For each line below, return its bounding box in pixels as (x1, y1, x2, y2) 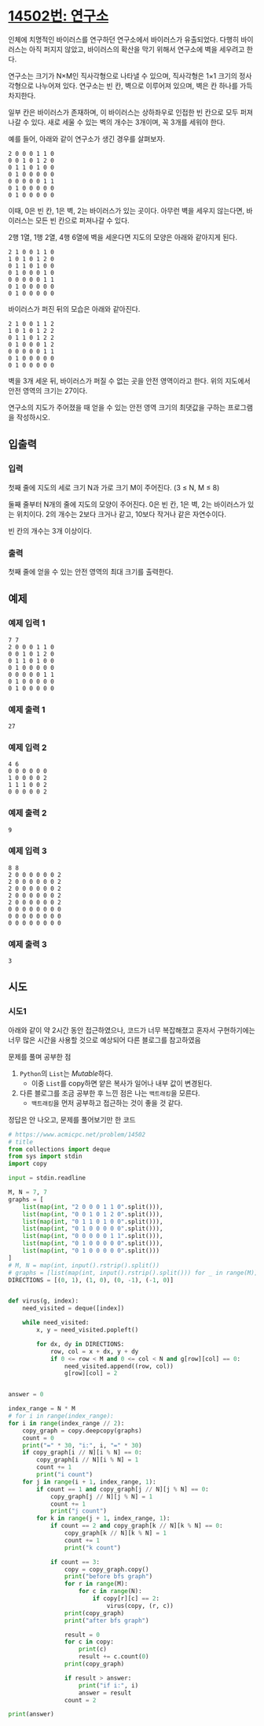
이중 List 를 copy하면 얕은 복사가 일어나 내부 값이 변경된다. (31, 1078, 212, 1088)
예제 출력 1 (8, 704, 46, 715)
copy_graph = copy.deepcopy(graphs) (22, 1426, 143, 1435)
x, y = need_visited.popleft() (36, 1326, 139, 1334)
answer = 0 (8, 1391, 44, 1399)
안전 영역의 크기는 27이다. (8, 386, 88, 395)
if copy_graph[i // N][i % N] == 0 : (22, 1449, 143, 1457)
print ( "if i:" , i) (78, 1681, 139, 1689)
